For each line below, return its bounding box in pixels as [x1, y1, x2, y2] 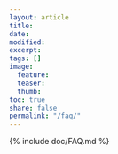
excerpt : [9, 46, 42, 55]
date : [9, 29, 29, 38]
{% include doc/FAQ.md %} [9, 136, 110, 147]
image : [9, 63, 34, 72]
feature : [17, 71, 50, 80]
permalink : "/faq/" [9, 112, 82, 120]
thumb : [17, 87, 42, 96]
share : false [9, 104, 58, 112]
